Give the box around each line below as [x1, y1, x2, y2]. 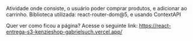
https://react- [139, 23, 171, 29]
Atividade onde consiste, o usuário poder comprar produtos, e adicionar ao [6, 5, 187, 12]
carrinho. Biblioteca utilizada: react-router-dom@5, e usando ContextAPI [6, 11, 181, 18]
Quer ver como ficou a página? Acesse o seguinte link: [6, 23, 138, 29]
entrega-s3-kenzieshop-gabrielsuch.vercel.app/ [6, 28, 123, 35]
